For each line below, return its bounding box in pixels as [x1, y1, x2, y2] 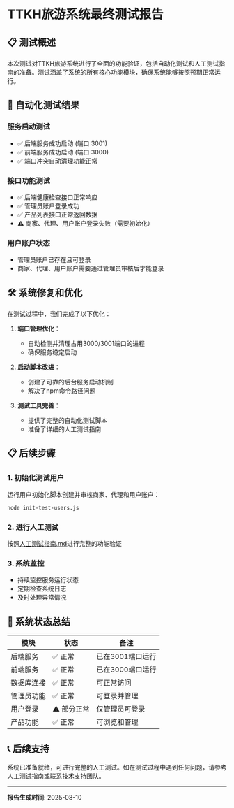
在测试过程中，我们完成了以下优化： [7, 310, 111, 318]
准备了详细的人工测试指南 [27, 425, 102, 433]
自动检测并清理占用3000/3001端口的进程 [27, 340, 145, 348]
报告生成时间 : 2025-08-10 [7, 793, 82, 801]
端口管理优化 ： [17, 324, 61, 333]
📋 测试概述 [7, 36, 56, 48]
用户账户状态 [7, 238, 51, 248]
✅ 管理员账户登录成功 [17, 201, 80, 210]
